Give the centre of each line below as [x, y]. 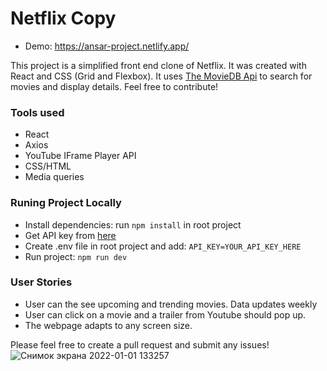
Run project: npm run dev [76, 256]
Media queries [54, 177]
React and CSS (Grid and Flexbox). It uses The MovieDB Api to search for [161, 76]
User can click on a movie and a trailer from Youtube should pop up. [165, 314]
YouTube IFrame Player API [80, 156]
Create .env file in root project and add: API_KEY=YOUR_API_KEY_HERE [163, 246]
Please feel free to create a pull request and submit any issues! [140, 344]
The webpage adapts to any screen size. [108, 325]
